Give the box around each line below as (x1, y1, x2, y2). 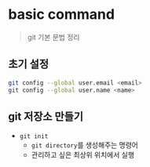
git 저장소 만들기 (8, 110, 84, 123)
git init (19, 133, 49, 140)
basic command (8, 5, 115, 24)
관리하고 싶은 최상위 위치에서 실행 (31, 151, 135, 160)
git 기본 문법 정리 (27, 32, 80, 42)
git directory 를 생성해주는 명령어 (31, 140, 139, 150)
